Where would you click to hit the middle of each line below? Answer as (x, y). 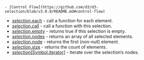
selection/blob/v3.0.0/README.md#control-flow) (55, 11)
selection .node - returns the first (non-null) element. (65, 42)
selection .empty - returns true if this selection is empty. (69, 31)
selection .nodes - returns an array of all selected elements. (72, 36)
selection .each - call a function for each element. (62, 21)
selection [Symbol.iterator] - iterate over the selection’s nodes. (75, 52)
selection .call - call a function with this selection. (62, 26)
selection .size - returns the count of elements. (59, 47)
